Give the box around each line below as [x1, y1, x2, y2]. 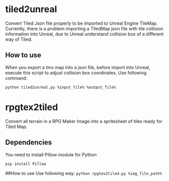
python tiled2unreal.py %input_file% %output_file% [5, 85, 116, 90]
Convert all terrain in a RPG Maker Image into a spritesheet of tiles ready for [5, 118, 162, 124]
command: [5, 75, 28, 81]
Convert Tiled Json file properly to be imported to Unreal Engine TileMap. [5, 20, 158, 26]
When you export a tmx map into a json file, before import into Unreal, [5, 64, 150, 70]
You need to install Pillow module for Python [5, 151, 97, 157]
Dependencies [5, 138, 52, 147]
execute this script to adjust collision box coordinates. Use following [5, 70, 147, 76]
